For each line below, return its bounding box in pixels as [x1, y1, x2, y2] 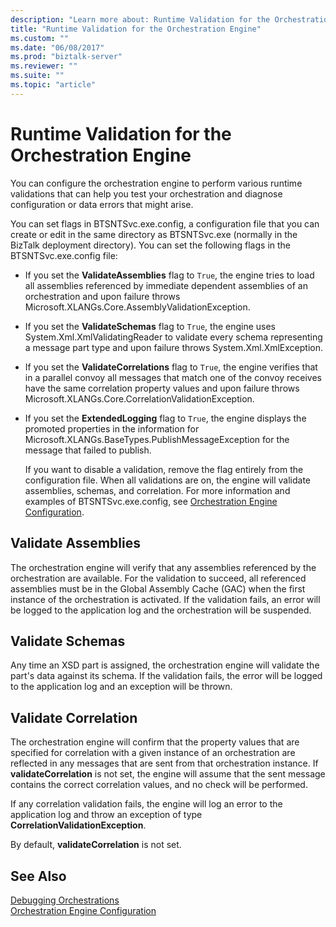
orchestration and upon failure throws [24, 290, 181, 302]
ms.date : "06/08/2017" [10, 42, 105, 53]
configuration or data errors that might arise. [10, 198, 194, 210]
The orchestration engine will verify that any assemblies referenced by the [10, 561, 317, 573]
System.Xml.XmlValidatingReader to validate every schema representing [24, 331, 323, 343]
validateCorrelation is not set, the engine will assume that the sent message [10, 768, 326, 780]
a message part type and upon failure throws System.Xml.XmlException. [24, 341, 323, 353]
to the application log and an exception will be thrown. [10, 681, 233, 693]
